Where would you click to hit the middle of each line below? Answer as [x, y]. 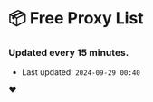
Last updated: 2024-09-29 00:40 [81, 72]
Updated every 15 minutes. [69, 53]
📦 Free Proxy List [76, 19]
